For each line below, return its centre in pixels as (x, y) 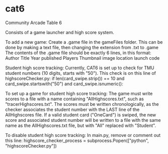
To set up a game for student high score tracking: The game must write (79, 93)
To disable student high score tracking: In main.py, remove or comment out (83, 135)
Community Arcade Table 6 (33, 23)
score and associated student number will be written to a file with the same (83, 120)
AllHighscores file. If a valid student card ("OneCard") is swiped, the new (81, 115)
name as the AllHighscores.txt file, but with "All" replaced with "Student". (81, 125)
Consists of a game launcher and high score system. (60, 32)
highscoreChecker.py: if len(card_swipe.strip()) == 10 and (65, 78)
